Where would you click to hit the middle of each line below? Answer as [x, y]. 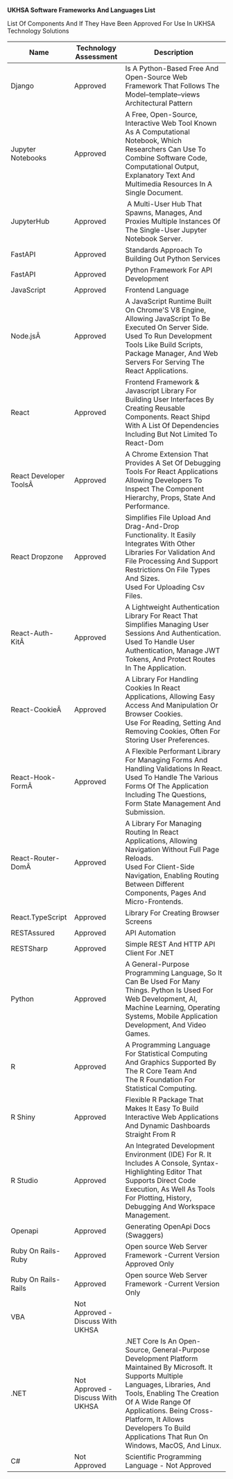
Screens [139, 922]
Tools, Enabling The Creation [172, 1393]
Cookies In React [153, 688]
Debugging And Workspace [170, 1207]
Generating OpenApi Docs [168, 1226]
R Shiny [23, 1117]
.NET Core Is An [151, 1341]
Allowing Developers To [164, 480]
